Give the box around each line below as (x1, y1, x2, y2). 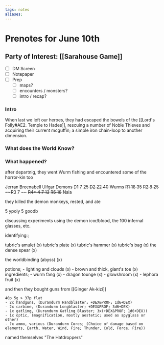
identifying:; (5, 232, 29, 238)
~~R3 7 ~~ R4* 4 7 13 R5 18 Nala (5, 189, 72, 195)
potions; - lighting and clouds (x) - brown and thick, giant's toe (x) (5, 266, 138, 272)
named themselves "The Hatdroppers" (5, 335, 83, 341)
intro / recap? (19, 93, 47, 99)
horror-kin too (5, 174, 33, 180)
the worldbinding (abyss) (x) (5, 257, 62, 263)
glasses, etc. (5, 223, 31, 229)
